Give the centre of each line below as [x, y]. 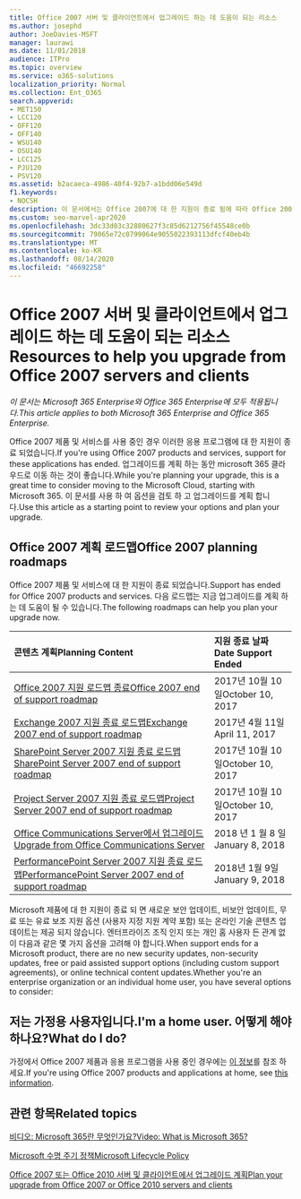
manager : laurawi [42, 43]
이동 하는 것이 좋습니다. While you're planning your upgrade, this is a [156, 475]
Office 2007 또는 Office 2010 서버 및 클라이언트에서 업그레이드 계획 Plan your [146, 1175]
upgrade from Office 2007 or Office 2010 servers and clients [121, 1185]
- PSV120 [26, 176]
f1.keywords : [34, 193]
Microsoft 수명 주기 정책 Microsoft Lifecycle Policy [99, 1156]
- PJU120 [26, 168]
